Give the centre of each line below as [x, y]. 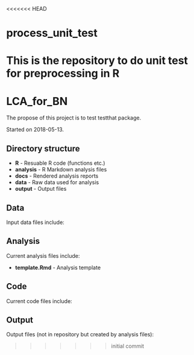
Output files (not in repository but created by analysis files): [80, 334]
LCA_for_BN [37, 101]
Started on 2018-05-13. [35, 130]
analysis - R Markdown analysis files [61, 170]
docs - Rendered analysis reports [57, 176]
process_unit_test [52, 33]
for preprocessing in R [63, 73]
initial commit [128, 346]
